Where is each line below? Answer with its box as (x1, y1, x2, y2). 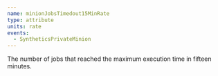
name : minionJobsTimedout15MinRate (7, 10, 110, 17)
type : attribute (7, 17, 54, 23)
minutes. (7, 62, 33, 70)
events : (7, 29, 30, 37)
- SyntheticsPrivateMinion (13, 36, 91, 43)
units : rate (7, 23, 42, 30)
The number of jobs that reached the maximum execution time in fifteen (7, 55, 212, 63)
